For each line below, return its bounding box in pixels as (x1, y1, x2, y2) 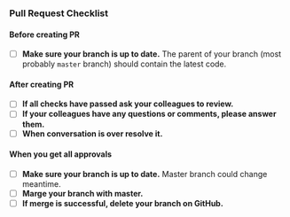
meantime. (21, 178, 61, 189)
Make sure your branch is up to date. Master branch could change (21, 168, 268, 179)
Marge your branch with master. (21, 188, 144, 198)
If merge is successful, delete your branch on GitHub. (21, 198, 223, 208)
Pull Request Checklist (9, 7, 109, 19)
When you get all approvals (9, 149, 113, 159)
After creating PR (9, 79, 74, 89)
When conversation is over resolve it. (21, 128, 163, 139)
